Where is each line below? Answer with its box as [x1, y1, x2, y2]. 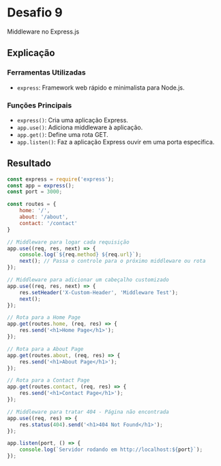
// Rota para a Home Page [7, 314, 80, 321]
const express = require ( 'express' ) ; [7, 176, 115, 183]
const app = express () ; [7, 182, 75, 189]
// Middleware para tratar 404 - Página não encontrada [7, 409, 169, 415]
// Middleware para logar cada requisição [7, 238, 130, 246]
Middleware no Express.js [7, 27, 80, 36]
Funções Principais [7, 101, 72, 110]
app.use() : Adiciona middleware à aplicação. [16, 123, 143, 131]
